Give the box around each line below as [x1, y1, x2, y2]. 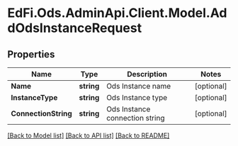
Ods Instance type [106, 93, 168, 102]
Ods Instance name [106, 82, 171, 91]
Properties [7, 48, 55, 60]
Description [127, 69, 168, 79]
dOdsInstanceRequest [7, 20, 142, 36]
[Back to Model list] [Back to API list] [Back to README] [7, 131, 170, 140]
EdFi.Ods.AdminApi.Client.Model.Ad [7, 5, 227, 21]
